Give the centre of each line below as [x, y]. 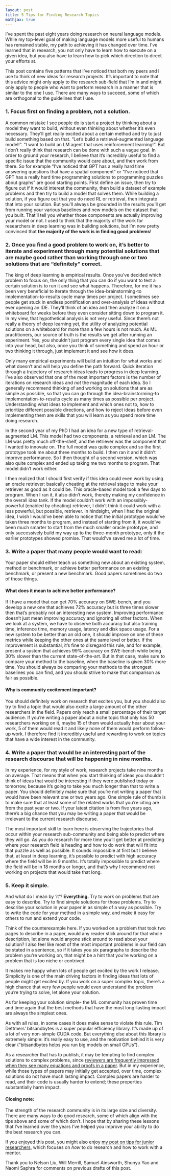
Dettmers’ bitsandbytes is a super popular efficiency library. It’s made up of [84, 1029]
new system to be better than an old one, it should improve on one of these [84, 635]
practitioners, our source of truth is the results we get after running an [79, 334]
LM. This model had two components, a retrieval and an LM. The [98, 436]
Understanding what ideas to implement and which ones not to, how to [80, 404]
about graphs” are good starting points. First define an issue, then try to [81, 183]
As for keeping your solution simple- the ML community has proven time [81, 1002]
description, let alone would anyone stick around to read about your [77, 939]
